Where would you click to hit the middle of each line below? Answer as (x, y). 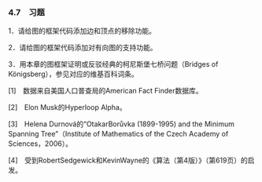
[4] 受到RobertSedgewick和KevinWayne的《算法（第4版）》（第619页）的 (128, 160)
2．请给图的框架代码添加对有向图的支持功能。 (83, 48)
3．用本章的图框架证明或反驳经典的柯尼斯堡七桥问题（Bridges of (113, 64)
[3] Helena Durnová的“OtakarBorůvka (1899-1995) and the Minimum (121, 124)
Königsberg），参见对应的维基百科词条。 (74, 74)
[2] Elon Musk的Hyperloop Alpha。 (68, 107)
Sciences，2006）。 (41, 144)
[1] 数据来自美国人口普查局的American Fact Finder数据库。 (105, 91)
